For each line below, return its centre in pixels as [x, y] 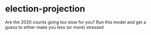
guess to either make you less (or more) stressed [54, 27]
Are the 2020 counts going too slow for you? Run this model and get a [76, 22]
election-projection [45, 9]
